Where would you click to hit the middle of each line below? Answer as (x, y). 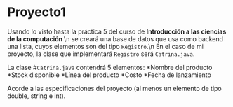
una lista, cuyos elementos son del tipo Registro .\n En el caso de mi (105, 46)
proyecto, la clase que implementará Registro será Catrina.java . (101, 54)
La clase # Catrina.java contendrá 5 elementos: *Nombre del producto (110, 67)
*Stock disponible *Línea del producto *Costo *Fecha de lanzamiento (109, 75)
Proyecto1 (37, 12)
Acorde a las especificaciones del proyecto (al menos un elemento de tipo (115, 88)
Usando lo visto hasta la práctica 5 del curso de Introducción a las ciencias (117, 31)
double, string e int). (36, 96)
